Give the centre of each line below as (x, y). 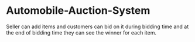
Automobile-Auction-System (78, 11)
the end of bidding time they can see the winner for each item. (81, 32)
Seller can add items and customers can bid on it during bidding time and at (97, 26)
